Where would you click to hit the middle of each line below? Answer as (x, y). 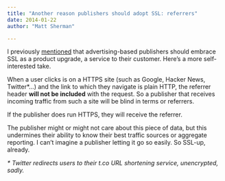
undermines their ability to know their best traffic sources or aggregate (107, 135)
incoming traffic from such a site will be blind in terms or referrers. (100, 101)
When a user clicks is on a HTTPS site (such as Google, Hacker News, (106, 80)
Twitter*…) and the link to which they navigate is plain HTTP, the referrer (109, 87)
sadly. (16, 170)
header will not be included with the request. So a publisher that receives (111, 94)
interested (22, 67)
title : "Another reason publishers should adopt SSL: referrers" (102, 13)
